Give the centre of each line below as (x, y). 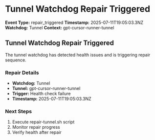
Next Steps (19, 111)
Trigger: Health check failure (41, 94)
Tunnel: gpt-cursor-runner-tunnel (46, 88)
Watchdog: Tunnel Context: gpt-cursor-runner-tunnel (60, 27)
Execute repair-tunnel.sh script (43, 122)
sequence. (16, 60)
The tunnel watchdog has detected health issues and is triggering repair (78, 55)
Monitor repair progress (36, 127)
